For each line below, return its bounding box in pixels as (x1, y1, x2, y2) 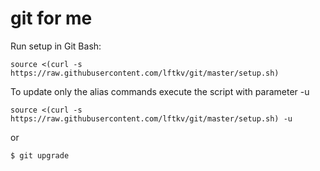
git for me (10, 7, 93, 30)
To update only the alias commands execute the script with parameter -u (10, 85, 310, 97)
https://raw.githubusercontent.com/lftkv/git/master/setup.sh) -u (10, 113, 293, 124)
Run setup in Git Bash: (10, 40, 102, 52)
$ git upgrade (10, 150, 70, 161)
